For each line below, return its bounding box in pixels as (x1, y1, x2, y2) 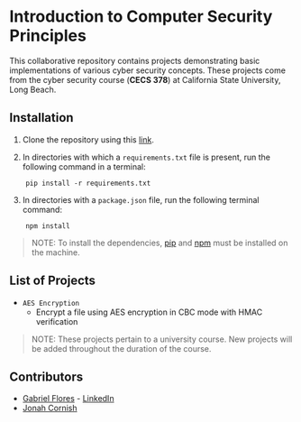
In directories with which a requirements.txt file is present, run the (22, 151, 271, 162)
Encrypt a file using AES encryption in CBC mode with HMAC (35, 307, 263, 317)
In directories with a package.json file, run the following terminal (22, 194, 260, 205)
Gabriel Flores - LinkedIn (22, 393, 114, 404)
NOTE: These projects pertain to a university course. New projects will (31, 334, 293, 344)
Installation (9, 110, 74, 125)
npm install (25, 221, 70, 231)
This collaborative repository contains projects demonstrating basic (9, 55, 260, 66)
